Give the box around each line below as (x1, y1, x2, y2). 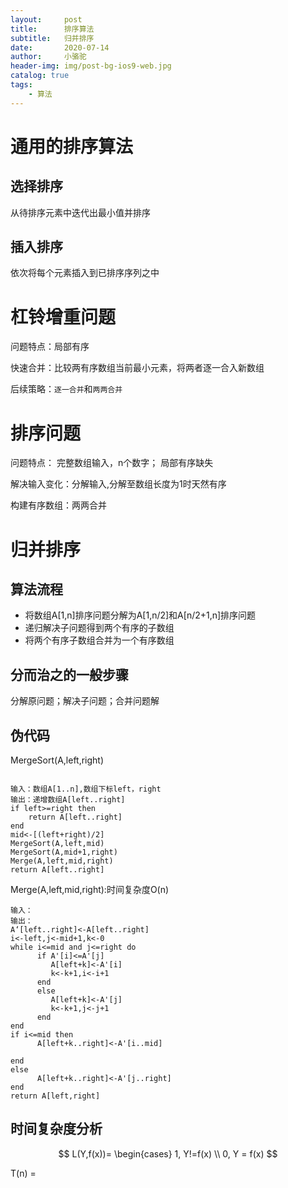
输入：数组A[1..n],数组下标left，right (10, 784, 162, 794)
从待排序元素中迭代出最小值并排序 (10, 206, 151, 218)
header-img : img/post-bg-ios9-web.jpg (10, 61, 172, 71)
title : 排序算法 (10, 24, 95, 34)
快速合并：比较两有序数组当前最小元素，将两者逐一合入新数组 (10, 362, 265, 374)
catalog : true (10, 71, 70, 81)
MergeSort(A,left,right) (10, 754, 105, 766)
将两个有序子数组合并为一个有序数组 (24, 634, 175, 646)
